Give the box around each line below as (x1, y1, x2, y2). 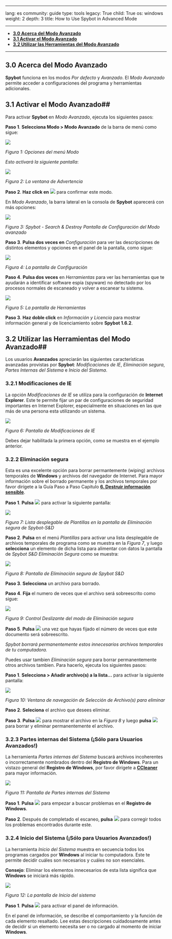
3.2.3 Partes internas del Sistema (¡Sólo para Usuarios (5, 736, 143, 743)
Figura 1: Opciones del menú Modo (5, 149, 79, 155)
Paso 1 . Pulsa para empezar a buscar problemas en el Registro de (5, 800, 152, 806)
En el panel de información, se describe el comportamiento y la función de (5, 912, 163, 918)
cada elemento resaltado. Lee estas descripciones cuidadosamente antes (5, 918, 161, 924)
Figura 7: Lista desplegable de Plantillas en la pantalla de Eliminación (5, 519, 152, 525)
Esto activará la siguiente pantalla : (5, 158, 79, 165)
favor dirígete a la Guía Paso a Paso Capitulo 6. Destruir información (5, 484, 151, 490)
